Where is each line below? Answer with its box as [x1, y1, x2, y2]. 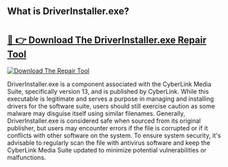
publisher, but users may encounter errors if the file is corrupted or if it [7, 124, 209, 132]
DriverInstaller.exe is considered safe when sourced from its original [7, 117, 201, 125]
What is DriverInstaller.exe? [7, 6, 130, 17]
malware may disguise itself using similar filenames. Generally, [7, 110, 185, 117]
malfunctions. [7, 153, 46, 161]
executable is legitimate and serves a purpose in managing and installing [7, 95, 214, 103]
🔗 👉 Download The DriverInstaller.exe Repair [7, 34, 207, 46]
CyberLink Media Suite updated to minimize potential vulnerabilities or [7, 146, 207, 154]
